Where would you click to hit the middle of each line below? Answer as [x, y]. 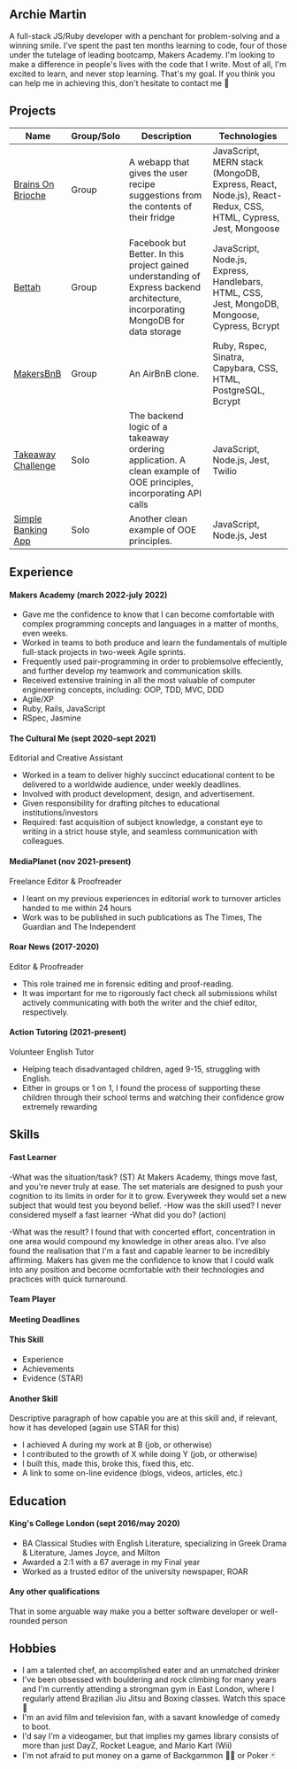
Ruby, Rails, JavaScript [64, 709]
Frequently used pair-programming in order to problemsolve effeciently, [152, 662]
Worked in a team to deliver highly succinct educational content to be [148, 775]
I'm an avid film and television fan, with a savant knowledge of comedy [151, 1717]
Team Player [32, 1299]
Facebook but [157, 243]
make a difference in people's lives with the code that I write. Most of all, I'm [148, 64]
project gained [159, 265]
